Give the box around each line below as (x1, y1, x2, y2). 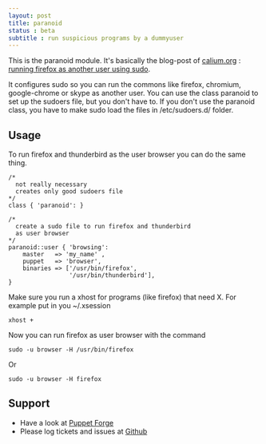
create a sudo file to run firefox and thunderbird (15, 223, 192, 231)
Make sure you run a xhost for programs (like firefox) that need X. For (8, 292, 237, 302)
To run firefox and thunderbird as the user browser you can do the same (8, 149, 246, 160)
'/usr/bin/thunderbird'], (69, 272, 156, 279)
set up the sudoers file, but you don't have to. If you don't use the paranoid (8, 97, 256, 106)
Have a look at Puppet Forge (19, 418, 114, 427)
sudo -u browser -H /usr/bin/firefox (8, 346, 134, 354)
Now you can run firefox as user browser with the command (8, 331, 206, 340)
